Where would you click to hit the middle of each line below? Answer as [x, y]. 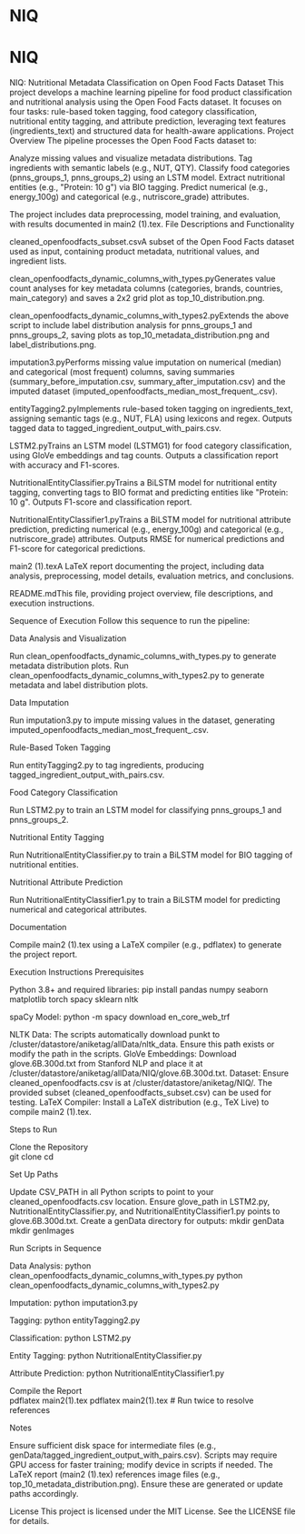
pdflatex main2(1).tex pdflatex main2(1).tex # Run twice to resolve [132, 1400]
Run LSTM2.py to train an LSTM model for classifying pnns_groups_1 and [146, 810]
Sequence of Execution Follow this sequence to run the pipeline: [130, 621]
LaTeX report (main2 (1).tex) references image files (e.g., [115, 1475]
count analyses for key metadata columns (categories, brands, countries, [146, 288]
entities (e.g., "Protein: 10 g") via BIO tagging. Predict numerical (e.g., [139, 187]
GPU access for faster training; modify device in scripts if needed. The [142, 1465]
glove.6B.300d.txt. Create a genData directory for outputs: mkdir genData [147, 1221]
